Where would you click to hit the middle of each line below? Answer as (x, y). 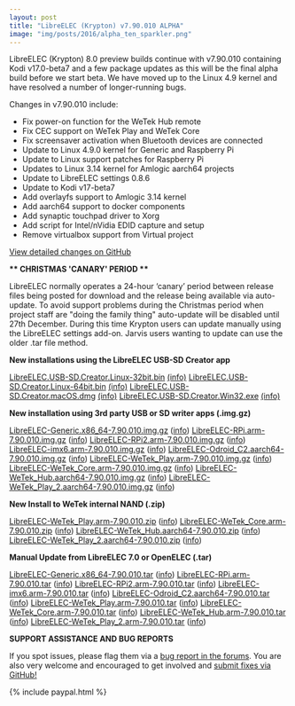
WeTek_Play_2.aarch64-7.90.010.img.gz (81, 487)
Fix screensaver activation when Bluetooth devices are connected (142, 141)
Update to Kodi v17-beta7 (68, 188)
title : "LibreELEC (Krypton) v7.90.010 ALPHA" (97, 26)
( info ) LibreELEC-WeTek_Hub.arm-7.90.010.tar (202, 612)
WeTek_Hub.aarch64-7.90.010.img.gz (78, 478)
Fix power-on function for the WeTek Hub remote (112, 122)
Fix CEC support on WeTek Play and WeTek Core (111, 131)
